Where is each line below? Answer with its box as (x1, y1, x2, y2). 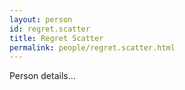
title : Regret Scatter (9, 33, 104, 43)
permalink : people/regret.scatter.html (9, 42, 176, 53)
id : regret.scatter (9, 24, 91, 34)
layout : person (9, 14, 73, 25)
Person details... (9, 70, 76, 82)
